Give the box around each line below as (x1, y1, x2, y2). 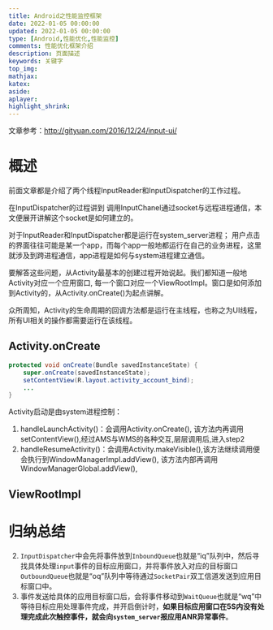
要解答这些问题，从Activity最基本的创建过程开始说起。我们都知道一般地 (8, 268, 248, 278)
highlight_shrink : (8, 102, 71, 110)
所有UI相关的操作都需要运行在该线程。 (8, 316, 137, 326)
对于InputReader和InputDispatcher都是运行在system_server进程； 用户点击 (8, 231, 261, 240)
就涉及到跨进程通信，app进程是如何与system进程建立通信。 (8, 251, 210, 261)
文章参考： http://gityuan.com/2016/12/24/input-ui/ (8, 126, 177, 136)
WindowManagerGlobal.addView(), (19, 464, 138, 473)
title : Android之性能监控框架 (8, 11, 102, 20)
